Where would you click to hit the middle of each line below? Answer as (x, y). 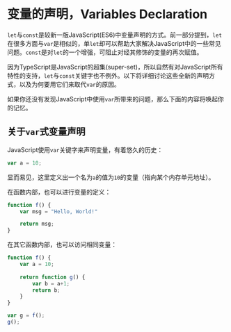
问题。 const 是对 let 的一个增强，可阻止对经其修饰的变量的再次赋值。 (105, 52)
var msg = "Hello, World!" (59, 211)
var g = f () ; (26, 316)
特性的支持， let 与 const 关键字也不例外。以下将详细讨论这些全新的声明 (108, 75)
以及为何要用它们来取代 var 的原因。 (70, 84)
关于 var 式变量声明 (46, 132)
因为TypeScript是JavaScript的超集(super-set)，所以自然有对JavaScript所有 (115, 67)
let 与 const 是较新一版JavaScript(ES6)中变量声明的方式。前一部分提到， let (115, 35)
